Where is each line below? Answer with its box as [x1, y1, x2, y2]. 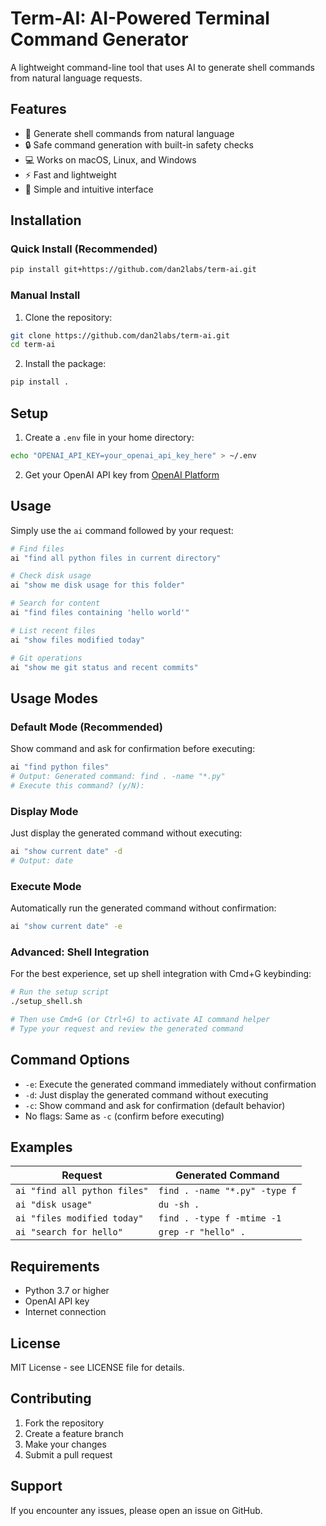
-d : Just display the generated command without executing [24, 1088, 269, 1101]
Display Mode [10, 804, 79, 818]
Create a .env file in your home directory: [24, 432, 195, 444]
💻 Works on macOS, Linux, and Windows [24, 153, 197, 166]
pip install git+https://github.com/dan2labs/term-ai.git [10, 265, 257, 275]
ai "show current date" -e [10, 922, 123, 932]
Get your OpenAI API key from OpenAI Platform [24, 468, 220, 481]
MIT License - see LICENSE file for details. [10, 1362, 185, 1374]
